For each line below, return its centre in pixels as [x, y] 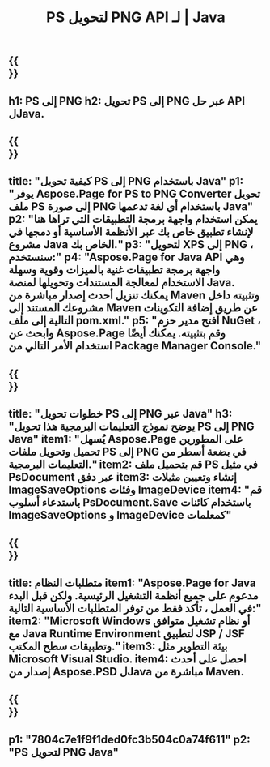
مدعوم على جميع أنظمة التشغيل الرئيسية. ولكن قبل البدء [133, 596]
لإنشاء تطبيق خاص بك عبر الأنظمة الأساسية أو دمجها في [131, 232]
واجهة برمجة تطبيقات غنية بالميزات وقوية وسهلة [114, 270]
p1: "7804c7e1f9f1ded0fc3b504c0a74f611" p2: [129, 739]
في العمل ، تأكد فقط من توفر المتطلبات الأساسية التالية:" [135, 608]
